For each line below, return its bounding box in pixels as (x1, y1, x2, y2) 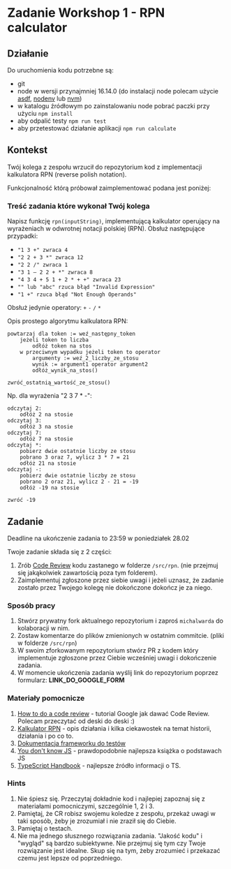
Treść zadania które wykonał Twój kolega (7, 201, 150, 211)
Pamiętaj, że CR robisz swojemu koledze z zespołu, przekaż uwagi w (17, 809, 216, 817)
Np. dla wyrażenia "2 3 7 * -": (7, 392, 92, 400)
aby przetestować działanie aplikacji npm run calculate (17, 124, 177, 132)
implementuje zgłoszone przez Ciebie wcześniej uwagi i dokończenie (17, 654, 217, 662)
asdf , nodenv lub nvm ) (17, 94, 82, 103)
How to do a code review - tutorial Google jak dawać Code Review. (17, 709, 210, 718)
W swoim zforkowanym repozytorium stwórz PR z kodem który (17, 646, 199, 655)
